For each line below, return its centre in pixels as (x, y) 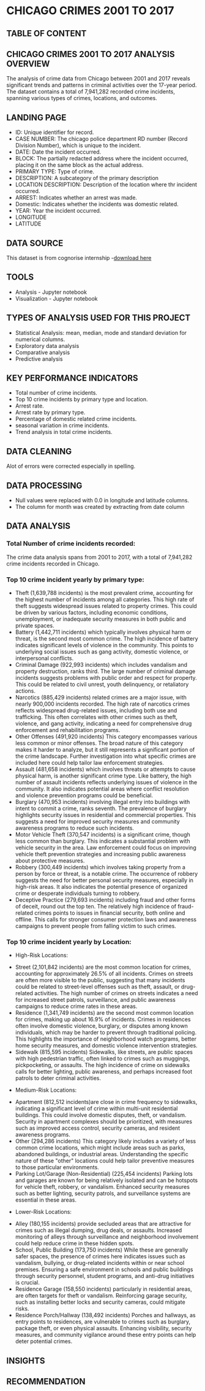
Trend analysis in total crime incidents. (64, 432)
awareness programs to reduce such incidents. (75, 828)
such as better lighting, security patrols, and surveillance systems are (103, 1194)
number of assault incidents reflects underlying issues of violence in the (106, 782)
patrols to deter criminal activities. (58, 1078)
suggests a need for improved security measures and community (98, 822)
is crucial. (27, 1283)
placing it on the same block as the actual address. (79, 165)
